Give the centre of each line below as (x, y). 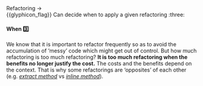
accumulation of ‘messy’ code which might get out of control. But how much (101, 51)
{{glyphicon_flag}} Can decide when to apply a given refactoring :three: (95, 14)
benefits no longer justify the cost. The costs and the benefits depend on (99, 64)
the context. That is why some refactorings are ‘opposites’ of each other (96, 70)
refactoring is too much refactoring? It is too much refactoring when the (97, 57)
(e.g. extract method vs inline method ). (55, 76)
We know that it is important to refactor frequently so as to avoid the (92, 45)
